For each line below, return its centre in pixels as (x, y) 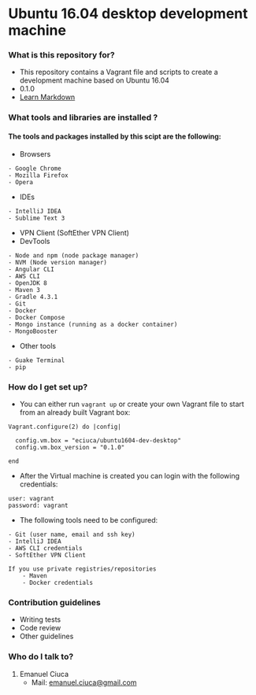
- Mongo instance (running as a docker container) (93, 324)
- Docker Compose (37, 317)
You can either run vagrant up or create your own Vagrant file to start (132, 404)
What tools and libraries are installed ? (83, 117)
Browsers (35, 153)
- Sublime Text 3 (37, 218)
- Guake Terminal (37, 360)
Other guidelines (46, 636)
